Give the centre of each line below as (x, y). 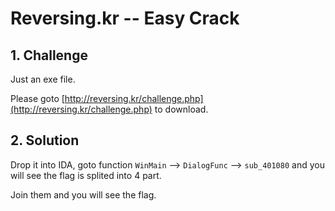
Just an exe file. (43, 79)
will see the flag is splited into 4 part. (86, 175)
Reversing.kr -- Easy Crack (125, 18)
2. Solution (45, 140)
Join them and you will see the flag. (83, 194)
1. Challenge (49, 55)
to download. (181, 109)
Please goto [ (37, 98)
